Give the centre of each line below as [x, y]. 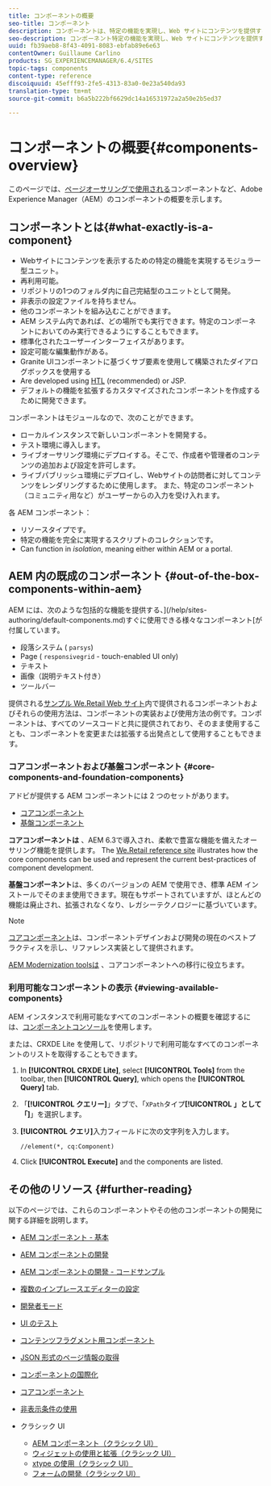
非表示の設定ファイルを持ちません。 [80, 301]
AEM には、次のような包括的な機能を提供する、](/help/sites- [108, 610]
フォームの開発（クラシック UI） [86, 1474]
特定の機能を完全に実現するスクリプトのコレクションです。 [119, 539]
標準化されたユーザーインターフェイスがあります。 [104, 341]
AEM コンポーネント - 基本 [64, 1237]
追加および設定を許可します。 [91, 465]
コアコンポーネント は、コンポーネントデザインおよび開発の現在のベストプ [132, 938]
